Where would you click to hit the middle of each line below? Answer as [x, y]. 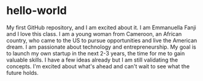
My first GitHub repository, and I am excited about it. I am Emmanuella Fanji [101, 27]
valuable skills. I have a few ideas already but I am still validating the [92, 60]
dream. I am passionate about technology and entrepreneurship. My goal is [101, 47]
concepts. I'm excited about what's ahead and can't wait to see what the [98, 66]
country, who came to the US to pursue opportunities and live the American [102, 40]
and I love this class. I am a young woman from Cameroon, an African [94, 33]
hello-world [37, 11]
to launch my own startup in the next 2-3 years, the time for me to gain [96, 53]
